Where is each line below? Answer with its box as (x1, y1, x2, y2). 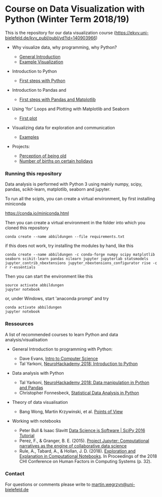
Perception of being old (19, 153, 66, 159)
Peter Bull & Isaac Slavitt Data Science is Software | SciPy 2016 (19, 427, 146, 433)
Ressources (5, 320, 34, 327)
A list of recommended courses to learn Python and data (5, 331, 118, 337)
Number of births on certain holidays (19, 158, 93, 164)
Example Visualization (19, 59, 64, 65)
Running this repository (5, 170, 62, 177)
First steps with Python (19, 78, 65, 83)
